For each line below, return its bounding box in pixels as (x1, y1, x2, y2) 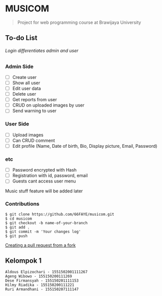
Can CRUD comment (12, 137, 55, 143)
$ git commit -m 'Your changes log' (5, 229, 81, 234)
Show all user (12, 80, 41, 86)
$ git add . (5, 225, 30, 230)
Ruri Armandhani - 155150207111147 (5, 287, 79, 292)
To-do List (5, 34, 38, 42)
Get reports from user (12, 97, 57, 103)
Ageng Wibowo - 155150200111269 (5, 274, 72, 279)
